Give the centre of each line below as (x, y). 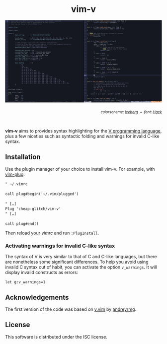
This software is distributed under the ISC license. (56, 337)
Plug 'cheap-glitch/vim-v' (33, 209)
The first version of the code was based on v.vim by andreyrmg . (71, 309)
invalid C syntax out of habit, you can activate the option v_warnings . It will (81, 267)
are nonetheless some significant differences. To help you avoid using (77, 262)
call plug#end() (22, 224)
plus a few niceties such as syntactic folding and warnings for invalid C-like (83, 136)
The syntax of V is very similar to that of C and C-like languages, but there (81, 257)
